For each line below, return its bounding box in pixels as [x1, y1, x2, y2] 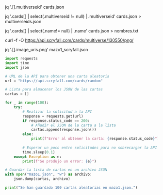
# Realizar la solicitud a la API [22, 109, 92, 114]
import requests [5, 56, 38, 61]
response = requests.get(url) [22, 114, 83, 119]
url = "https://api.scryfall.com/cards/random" [5, 78, 103, 83]
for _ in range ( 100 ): [5, 100, 49, 105]
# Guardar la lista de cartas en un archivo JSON [5, 167, 108, 172]
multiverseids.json [5, 19, 42, 24]
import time [5, 60, 29, 65]
